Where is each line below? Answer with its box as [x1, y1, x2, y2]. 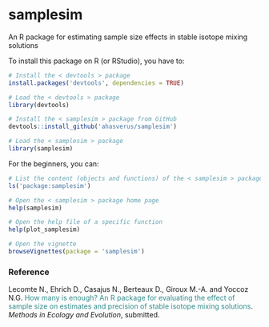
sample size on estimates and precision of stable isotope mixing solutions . [8, 301, 254, 311]
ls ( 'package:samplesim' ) [8, 181, 91, 189]
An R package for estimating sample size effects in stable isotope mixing [8, 32, 248, 42]
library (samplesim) [8, 145, 74, 153]
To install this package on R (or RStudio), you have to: [8, 56, 185, 66]
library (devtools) [8, 101, 70, 109]
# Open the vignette [8, 240, 78, 249]
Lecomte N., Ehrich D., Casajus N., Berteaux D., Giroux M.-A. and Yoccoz [8, 285, 249, 294]
